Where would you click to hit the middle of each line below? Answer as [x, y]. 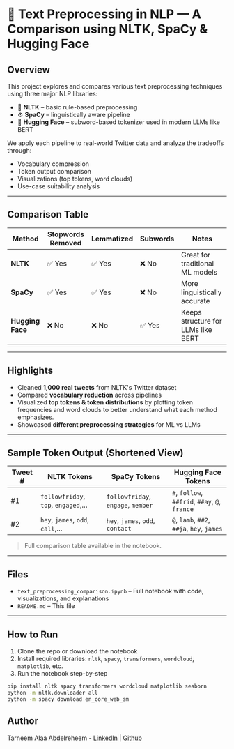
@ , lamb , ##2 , [191, 520]
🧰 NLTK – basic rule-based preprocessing [77, 107]
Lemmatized [112, 239]
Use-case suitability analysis [58, 186]
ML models [199, 272]
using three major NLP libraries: [53, 94]
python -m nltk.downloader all [53, 693]
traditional [197, 263]
